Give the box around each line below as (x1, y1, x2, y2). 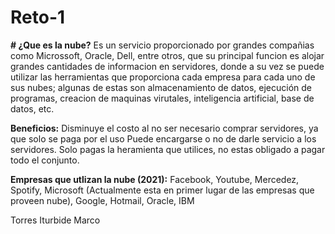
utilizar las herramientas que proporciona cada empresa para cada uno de (10, 71, 316, 83)
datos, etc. (10, 102, 55, 115)
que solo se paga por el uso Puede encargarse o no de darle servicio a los (10, 132, 317, 145)
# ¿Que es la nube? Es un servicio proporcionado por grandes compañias (10, 39, 315, 51)
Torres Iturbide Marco (10, 214, 101, 226)
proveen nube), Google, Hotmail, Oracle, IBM (10, 194, 195, 206)
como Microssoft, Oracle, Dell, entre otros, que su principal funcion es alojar (10, 49, 325, 61)
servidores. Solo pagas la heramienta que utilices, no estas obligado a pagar (10, 143, 326, 155)
